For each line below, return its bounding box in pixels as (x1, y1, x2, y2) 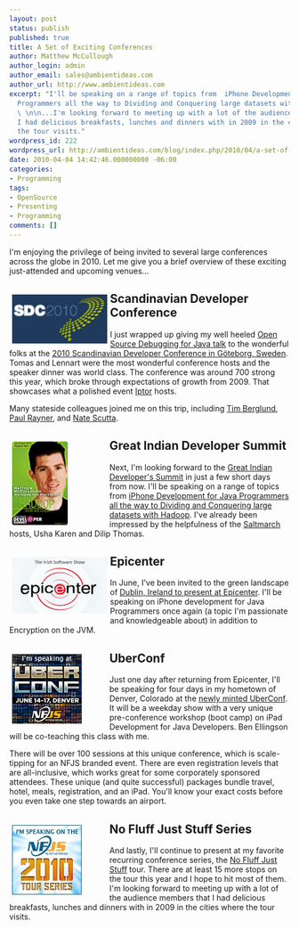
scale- (256, 748, 280, 759)
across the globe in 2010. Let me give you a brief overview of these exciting (9, 256, 287, 266)
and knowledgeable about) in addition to (109, 615, 258, 626)
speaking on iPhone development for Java (109, 597, 265, 607)
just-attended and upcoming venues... (9, 265, 149, 276)
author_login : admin (9, 61, 86, 70)
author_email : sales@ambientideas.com (9, 71, 153, 80)
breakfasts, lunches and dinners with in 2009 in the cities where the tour (9, 901, 275, 912)
